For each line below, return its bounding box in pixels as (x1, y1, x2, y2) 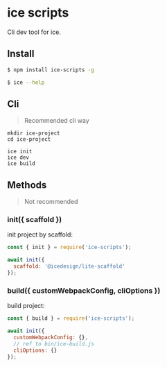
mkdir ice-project (7, 130, 60, 137)
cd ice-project (7, 136, 51, 143)
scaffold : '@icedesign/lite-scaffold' (13, 263, 126, 270)
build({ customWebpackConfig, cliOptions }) (7, 286, 161, 296)
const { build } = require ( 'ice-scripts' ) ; (7, 315, 135, 322)
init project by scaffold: (7, 230, 73, 239)
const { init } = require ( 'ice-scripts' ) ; (7, 244, 132, 251)
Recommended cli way (24, 117, 90, 125)
